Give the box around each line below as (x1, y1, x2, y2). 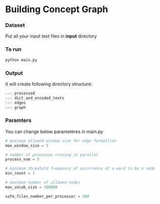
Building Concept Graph (5, 4, 108, 15)
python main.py (5, 57, 37, 62)
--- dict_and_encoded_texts (5, 95, 65, 100)
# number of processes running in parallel (5, 152, 99, 157)
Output (5, 70, 23, 77)
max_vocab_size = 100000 (5, 184, 58, 190)
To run (5, 46, 22, 53)
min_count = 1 (5, 171, 35, 176)
